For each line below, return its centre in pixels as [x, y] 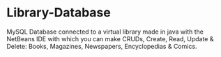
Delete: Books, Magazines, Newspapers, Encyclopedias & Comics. [102, 46]
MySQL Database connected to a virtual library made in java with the [105, 32]
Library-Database [59, 13]
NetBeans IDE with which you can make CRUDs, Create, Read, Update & [110, 38]
